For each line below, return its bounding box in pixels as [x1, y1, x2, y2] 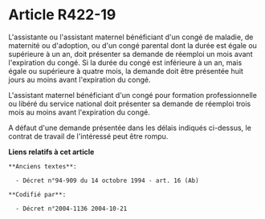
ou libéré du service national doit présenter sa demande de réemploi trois [8, 99, 251, 108]
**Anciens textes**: [8, 162, 78, 170]
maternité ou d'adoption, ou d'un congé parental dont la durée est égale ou [8, 40, 257, 50]
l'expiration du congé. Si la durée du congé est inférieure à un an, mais [8, 58, 243, 67]
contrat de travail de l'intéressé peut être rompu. [8, 131, 169, 141]
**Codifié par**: [8, 190, 67, 198]
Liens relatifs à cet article [8, 147, 95, 156]
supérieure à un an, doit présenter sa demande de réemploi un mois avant [8, 49, 253, 59]
